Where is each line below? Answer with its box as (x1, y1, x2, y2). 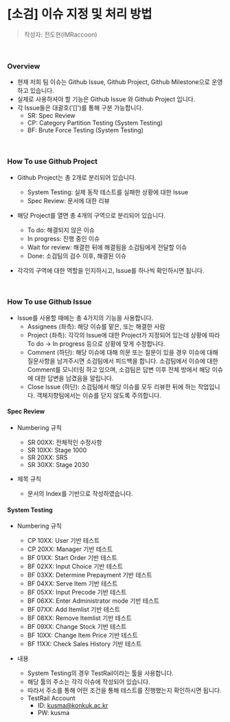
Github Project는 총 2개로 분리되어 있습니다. (16, 173, 137, 181)
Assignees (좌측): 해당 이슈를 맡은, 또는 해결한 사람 (27, 322, 165, 331)
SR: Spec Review (27, 112, 76, 120)
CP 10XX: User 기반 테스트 (27, 537, 100, 545)
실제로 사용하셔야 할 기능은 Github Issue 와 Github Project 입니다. (16, 95, 196, 103)
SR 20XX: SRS (27, 453, 68, 462)
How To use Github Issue (7, 297, 92, 307)
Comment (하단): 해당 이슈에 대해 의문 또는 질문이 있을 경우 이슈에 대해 (27, 348, 218, 356)
